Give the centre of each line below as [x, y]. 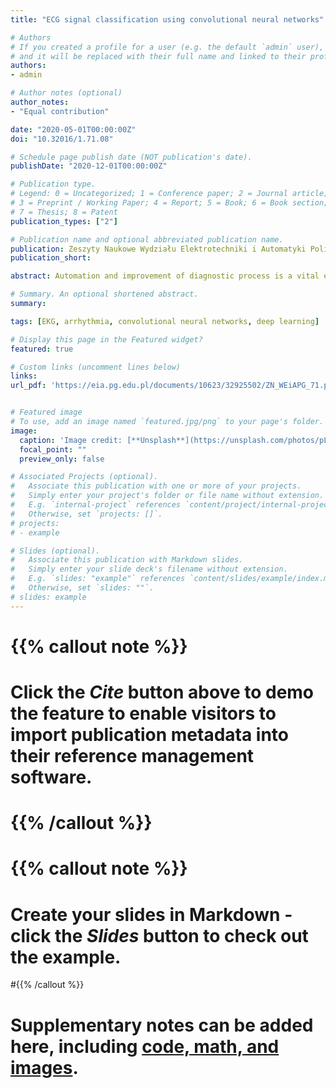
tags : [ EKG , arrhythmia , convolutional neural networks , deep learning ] [165, 321]
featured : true [42, 349]
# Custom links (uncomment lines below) [96, 367]
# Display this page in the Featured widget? [106, 339]
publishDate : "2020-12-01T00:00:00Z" [89, 166]
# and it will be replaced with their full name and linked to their [158, 56]
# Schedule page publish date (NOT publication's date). [131, 157]
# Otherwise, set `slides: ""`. [82, 588]
